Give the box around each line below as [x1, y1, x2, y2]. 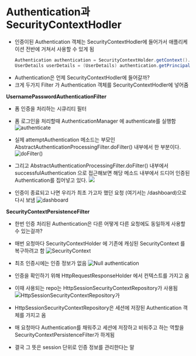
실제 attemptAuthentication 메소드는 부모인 [14, 136, 115, 143]
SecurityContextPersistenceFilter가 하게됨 [14, 331, 115, 338]
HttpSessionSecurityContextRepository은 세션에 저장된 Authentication [14, 304, 182, 311]
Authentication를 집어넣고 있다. [14, 177, 88, 184]
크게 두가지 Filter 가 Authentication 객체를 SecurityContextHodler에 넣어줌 [14, 81, 189, 88]
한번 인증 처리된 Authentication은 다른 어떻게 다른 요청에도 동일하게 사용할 [14, 220, 185, 227]
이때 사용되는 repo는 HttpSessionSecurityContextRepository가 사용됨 [14, 284, 178, 291]
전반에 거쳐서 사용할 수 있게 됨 [25, 45, 95, 53]
